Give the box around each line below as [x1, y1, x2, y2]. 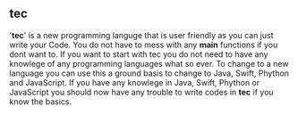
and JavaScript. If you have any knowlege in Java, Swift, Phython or [9, 77, 260, 87]
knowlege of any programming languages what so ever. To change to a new [9, 58, 289, 69]
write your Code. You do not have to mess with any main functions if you [9, 39, 278, 50]
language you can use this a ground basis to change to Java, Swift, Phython [9, 68, 289, 78]
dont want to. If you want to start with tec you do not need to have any [9, 48, 268, 60]
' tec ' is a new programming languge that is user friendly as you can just [9, 29, 274, 40]
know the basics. [9, 96, 72, 107]
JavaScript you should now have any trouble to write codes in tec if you [9, 86, 275, 97]
